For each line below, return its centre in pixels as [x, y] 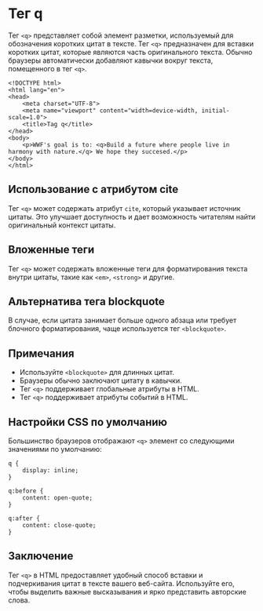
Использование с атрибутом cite [93, 189]
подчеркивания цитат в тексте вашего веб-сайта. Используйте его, [121, 583]
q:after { [24, 518]
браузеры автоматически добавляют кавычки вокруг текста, [111, 60]
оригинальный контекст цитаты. [62, 225]
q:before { [26, 491]
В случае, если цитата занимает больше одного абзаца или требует [122, 320]
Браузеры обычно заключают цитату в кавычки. [100, 380]
